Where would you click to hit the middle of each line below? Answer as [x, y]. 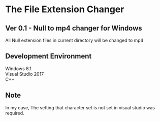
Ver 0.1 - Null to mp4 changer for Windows [74, 28]
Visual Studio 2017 [25, 74]
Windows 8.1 [18, 68]
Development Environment [49, 56]
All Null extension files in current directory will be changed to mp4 [74, 40]
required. [15, 113]
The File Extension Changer [65, 9]
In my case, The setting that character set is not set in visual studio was [80, 107]
